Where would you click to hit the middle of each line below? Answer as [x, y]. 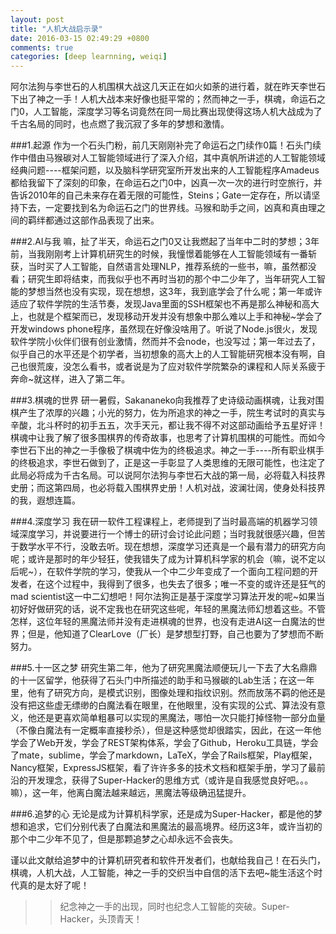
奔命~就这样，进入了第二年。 [70, 379]
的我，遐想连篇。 [45, 500]
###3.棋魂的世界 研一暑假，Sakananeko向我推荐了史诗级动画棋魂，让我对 [163, 400]
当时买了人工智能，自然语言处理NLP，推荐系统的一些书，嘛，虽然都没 [172, 267]
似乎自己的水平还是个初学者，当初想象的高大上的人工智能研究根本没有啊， [163, 354]
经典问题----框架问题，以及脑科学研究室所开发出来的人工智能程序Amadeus [165, 170]
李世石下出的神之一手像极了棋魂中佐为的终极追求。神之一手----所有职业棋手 [167, 450]
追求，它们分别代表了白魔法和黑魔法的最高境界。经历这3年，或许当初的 [175, 827]
